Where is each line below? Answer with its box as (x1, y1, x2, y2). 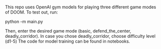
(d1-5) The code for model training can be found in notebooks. (5, 38, 130, 44)
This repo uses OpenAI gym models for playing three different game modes (5, 4, 157, 10)
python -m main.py (5, 19, 43, 24)
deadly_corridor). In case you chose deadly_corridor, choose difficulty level (5, 33, 156, 39)
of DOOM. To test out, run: (5, 9, 58, 15)
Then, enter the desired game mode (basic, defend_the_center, (5, 28, 131, 33)
